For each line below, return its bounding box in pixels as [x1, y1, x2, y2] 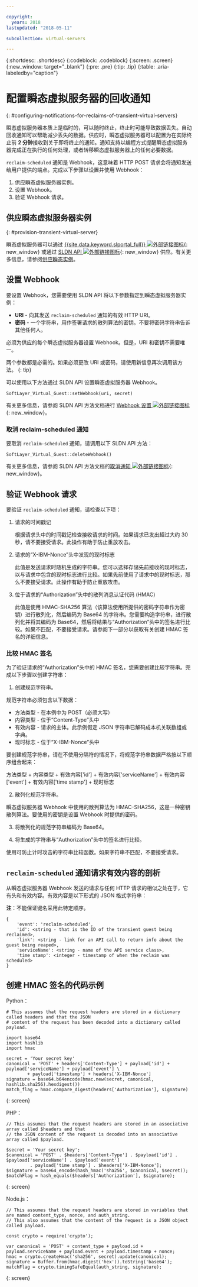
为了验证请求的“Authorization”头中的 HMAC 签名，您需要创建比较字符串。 [6, 664, 186, 671]
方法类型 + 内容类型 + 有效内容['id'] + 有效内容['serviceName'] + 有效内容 [6, 771, 185, 778]
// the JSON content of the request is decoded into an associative [6, 1131, 178, 1137]
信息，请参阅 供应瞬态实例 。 [11, 256, 78, 263]
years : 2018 [11, 19, 41, 25]
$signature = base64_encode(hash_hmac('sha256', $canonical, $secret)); [6, 1168, 189, 1173]
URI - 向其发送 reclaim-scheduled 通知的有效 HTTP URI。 [14, 311, 154, 318]
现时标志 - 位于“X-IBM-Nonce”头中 [14, 739, 100, 746]
